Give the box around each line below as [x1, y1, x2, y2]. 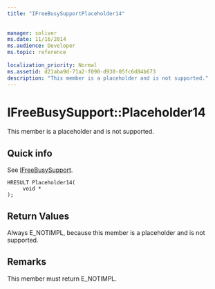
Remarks [7, 256, 47, 268]
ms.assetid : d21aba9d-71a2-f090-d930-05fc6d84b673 [7, 68, 156, 75]
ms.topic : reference [7, 49, 67, 56]
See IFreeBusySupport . [7, 166, 73, 174]
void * [22, 185, 41, 193]
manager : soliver [7, 29, 57, 37]
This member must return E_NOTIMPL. [7, 274, 118, 283]
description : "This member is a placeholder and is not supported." [7, 74, 209, 82]
